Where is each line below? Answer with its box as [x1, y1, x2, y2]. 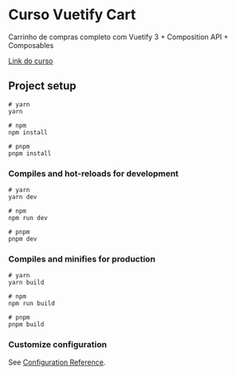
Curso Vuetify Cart [8, 6, 136, 24]
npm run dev [8, 214, 48, 222]
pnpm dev [8, 235, 37, 243]
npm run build [8, 300, 56, 308]
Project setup [8, 79, 77, 93]
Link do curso [8, 56, 53, 66]
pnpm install [8, 150, 52, 158]
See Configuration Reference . [8, 357, 106, 367]
